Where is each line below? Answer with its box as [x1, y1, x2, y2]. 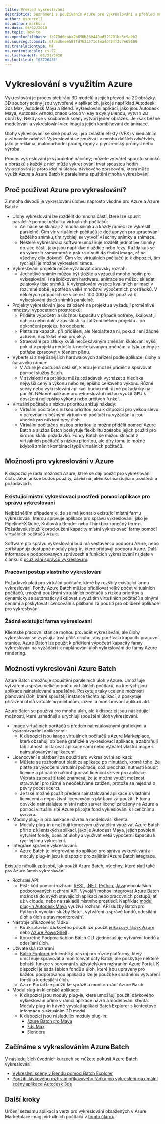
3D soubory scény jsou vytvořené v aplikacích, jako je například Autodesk [5, 100, 155, 106]
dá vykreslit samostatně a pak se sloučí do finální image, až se [19, 250, 146, 255]
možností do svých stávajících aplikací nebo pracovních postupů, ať [19, 893, 157, 899]
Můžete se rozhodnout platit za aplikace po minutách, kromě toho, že [19, 759, 160, 765]
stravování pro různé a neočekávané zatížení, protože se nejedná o [19, 780, 156, 786]
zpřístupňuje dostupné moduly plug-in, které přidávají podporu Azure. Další [5, 546, 158, 552]
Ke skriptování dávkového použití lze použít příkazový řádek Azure [19, 924, 155, 930]
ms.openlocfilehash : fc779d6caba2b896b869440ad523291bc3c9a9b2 [5, 35, 137, 40]
